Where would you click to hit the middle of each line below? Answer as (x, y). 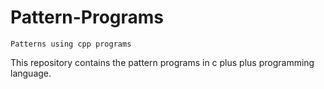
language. (31, 73)
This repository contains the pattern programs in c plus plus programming (162, 62)
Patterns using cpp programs (71, 44)
